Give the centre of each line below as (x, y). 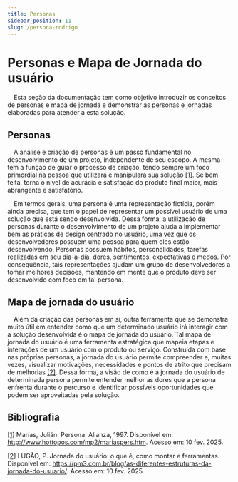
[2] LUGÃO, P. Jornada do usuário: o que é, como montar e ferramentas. (114, 456)
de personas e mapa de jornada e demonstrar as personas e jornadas (110, 105)
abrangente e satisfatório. (45, 190)
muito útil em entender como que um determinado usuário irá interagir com (118, 327)
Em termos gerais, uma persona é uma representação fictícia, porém (114, 204)
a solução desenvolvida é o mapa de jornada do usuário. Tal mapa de (109, 334)
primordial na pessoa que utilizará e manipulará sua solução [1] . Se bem (113, 175)
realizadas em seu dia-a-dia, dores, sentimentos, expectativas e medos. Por (119, 257)
